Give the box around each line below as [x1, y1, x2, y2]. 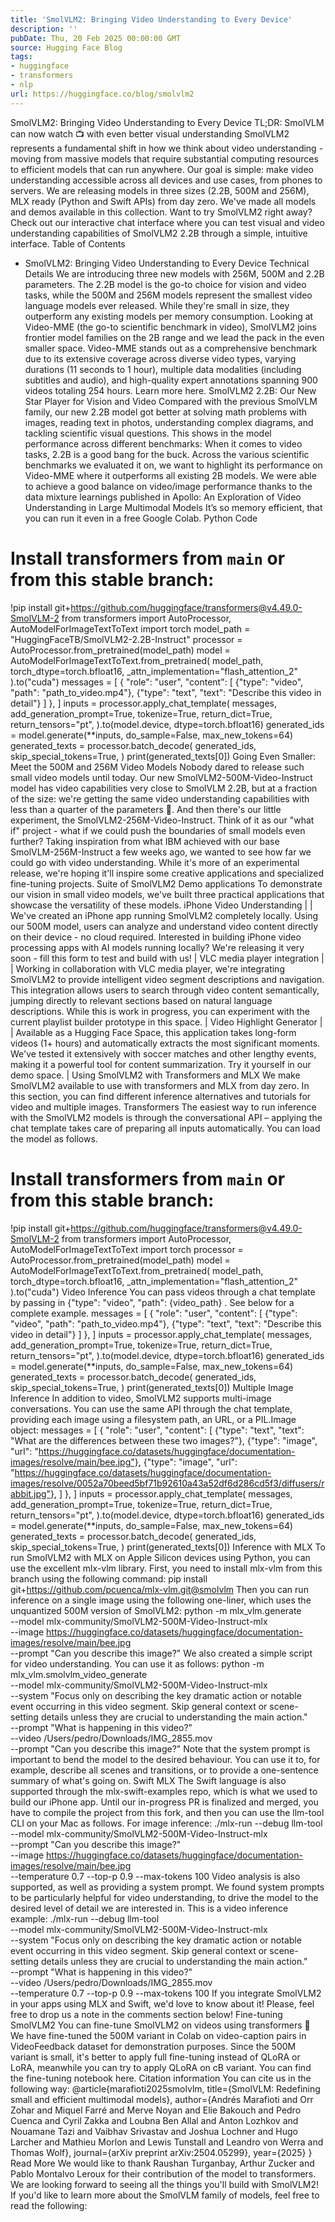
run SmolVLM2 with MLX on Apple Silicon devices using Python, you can [10, 1551, 311, 1563]
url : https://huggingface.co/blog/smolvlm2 [10, 89, 195, 99]
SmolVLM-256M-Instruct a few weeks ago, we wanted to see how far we [10, 846, 312, 858]
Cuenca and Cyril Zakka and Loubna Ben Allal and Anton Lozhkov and [10, 2114, 299, 2126]
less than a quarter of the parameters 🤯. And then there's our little [10, 803, 282, 815]
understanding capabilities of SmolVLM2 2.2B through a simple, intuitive [10, 227, 308, 239]
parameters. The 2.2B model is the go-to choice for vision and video [24, 278, 307, 290]
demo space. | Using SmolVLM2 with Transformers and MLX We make [10, 1069, 301, 1081]
